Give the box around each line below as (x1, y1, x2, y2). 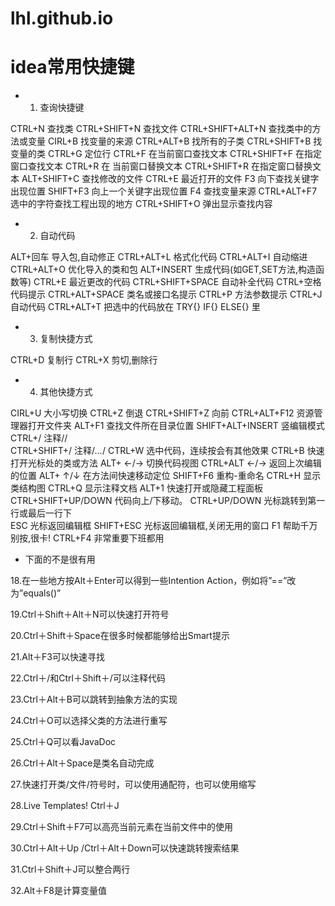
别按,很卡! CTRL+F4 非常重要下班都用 (10, 532, 165, 544)
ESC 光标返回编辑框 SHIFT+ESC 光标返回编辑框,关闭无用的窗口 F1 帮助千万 (10, 520, 318, 532)
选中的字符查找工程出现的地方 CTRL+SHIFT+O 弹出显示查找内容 (10, 198, 273, 210)
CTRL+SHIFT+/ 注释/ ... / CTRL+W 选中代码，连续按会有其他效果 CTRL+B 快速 (10, 445, 325, 457)
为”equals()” (10, 587, 62, 599)
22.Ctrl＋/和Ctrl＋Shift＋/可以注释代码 (10, 672, 166, 684)
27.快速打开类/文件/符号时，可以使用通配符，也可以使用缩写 (10, 778, 257, 791)
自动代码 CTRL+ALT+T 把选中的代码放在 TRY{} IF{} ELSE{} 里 (10, 301, 261, 313)
